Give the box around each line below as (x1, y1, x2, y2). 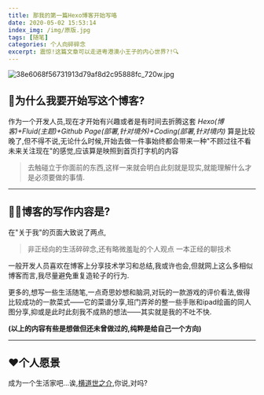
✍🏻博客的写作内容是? (8, 205, 111, 218)
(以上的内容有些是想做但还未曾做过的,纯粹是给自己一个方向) (8, 324, 202, 333)
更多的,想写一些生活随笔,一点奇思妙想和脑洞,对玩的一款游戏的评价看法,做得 (8, 287, 251, 297)
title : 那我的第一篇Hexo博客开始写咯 (8, 11, 118, 20)
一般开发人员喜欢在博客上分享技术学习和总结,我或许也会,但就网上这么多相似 (8, 261, 254, 270)
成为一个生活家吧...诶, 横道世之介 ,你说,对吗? (8, 379, 148, 388)
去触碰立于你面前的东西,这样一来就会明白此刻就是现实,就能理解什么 (27, 163, 245, 172)
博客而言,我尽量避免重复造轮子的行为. (8, 270, 130, 280)
